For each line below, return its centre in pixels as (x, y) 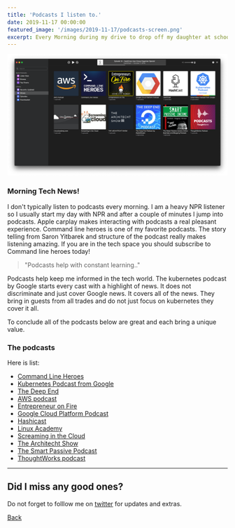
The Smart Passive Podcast (57, 451)
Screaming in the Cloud (51, 435)
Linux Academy (40, 428)
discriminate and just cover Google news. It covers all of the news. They (111, 293)
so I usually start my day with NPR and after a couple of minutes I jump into (115, 214)
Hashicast (32, 421)
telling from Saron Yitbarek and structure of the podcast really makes (107, 236)
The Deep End (38, 391)
